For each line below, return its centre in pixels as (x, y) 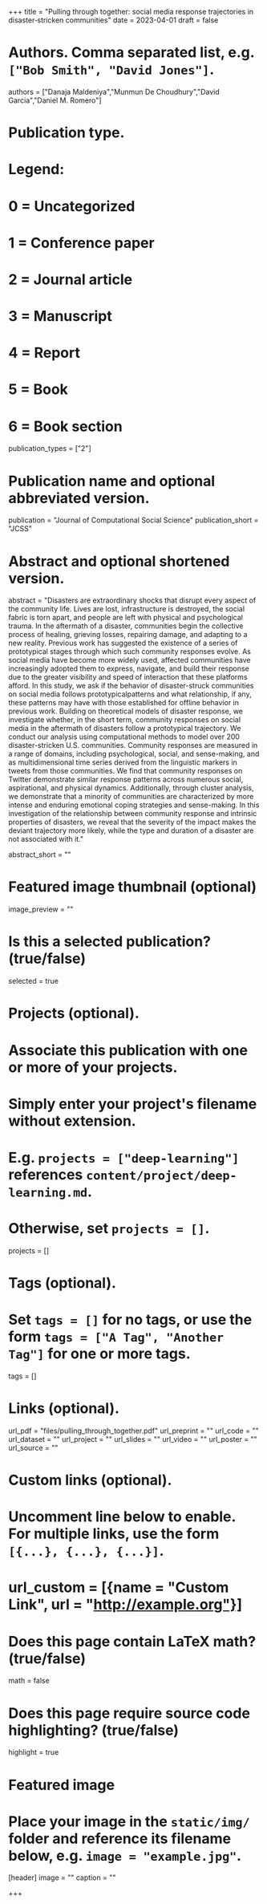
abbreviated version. (79, 498)
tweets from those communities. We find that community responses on (125, 771)
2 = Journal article (71, 279)
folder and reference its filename (119, 1839)
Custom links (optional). (90, 1480)
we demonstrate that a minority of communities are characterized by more (131, 797)
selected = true (33, 981)
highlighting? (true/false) (93, 1730)
